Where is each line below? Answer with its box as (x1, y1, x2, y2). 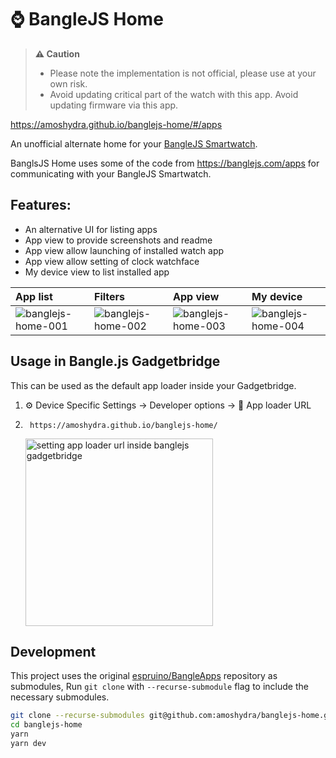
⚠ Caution (34, 47, 80, 60)
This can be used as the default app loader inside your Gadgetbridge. (10, 379, 297, 391)
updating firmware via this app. (49, 99, 179, 111)
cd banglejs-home (10, 720, 83, 730)
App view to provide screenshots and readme (24, 234, 213, 246)
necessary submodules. (10, 691, 110, 703)
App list (15, 289, 53, 303)
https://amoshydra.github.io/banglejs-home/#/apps (10, 118, 223, 130)
